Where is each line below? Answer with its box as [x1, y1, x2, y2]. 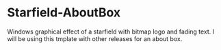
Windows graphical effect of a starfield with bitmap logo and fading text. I [7, 27, 215, 36]
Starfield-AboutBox [7, 5, 121, 21]
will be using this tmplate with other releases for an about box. [7, 34, 183, 42]
